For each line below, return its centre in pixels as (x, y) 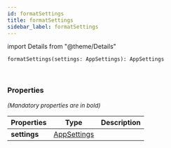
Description (121, 122)
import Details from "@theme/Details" (62, 47)
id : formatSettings (36, 14)
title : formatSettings (40, 20)
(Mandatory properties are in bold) (54, 105)
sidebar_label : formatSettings (53, 27)
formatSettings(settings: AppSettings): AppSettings (86, 59)
